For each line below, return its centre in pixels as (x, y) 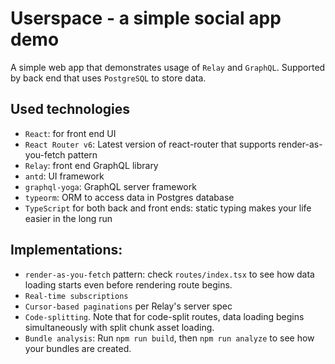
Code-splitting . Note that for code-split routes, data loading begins (164, 316)
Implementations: (66, 250)
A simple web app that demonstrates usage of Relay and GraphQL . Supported (168, 67)
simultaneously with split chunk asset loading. (119, 327)
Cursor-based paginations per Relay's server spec (128, 306)
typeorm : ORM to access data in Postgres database (129, 197)
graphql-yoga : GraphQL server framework (110, 186)
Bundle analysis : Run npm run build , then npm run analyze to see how (169, 338)
